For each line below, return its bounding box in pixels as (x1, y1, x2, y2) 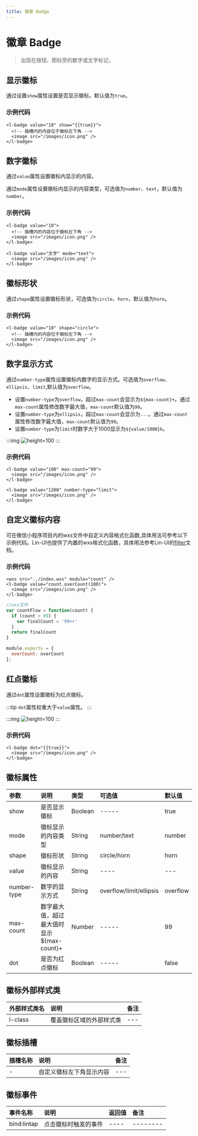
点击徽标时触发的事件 (44, 1120, 103, 1128)
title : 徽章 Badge (6, 8, 49, 15)
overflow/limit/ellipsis (100, 886, 159, 894)
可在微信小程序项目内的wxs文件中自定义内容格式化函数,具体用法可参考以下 (6, 531, 188, 539)
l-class (9, 1015, 29, 1023)
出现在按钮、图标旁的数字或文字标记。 (20, 57, 114, 64)
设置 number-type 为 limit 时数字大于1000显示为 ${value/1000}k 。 (14, 425, 168, 432)
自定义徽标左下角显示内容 (38, 1068, 110, 1076)
